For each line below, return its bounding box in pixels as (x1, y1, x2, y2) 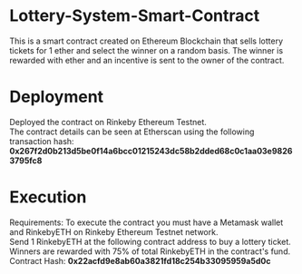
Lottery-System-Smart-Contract (9, 5, 260, 26)
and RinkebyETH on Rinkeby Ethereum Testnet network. (9, 226, 219, 237)
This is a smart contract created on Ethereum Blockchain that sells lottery (9, 35, 284, 46)
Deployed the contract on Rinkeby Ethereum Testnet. (9, 116, 207, 127)
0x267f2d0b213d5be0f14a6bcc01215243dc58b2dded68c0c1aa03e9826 (9, 145, 293, 156)
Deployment (9, 87, 104, 107)
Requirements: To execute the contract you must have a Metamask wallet (9, 217, 284, 228)
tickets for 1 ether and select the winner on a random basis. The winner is (9, 44, 284, 55)
